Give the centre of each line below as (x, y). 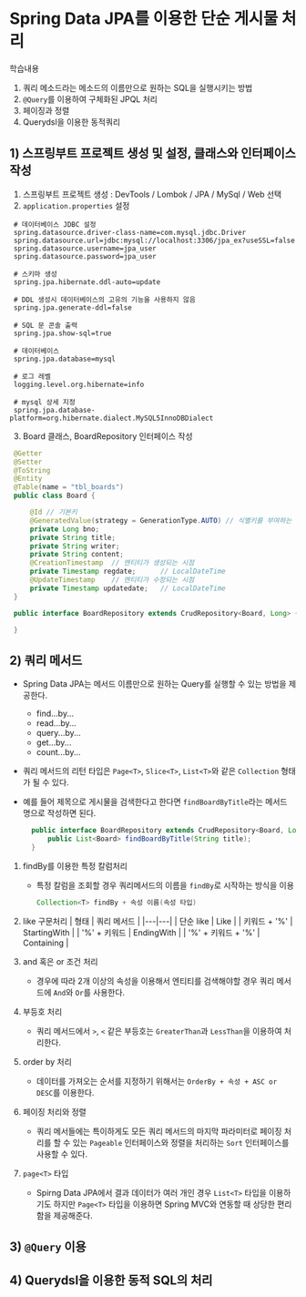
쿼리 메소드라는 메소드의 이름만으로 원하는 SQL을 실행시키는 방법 (138, 87)
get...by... (54, 742)
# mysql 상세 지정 (44, 402)
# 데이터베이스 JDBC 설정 (55, 224)
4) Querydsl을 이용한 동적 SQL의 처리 (111, 1281)
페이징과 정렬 (46, 110)
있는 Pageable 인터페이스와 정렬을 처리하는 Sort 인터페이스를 (181, 1142)
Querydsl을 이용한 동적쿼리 (71, 122)
